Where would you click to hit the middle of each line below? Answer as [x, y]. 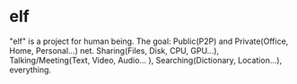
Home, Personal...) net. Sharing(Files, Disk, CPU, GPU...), [114, 50]
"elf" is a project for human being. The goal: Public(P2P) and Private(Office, [149, 41]
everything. [31, 70]
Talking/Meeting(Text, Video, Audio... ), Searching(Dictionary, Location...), [146, 60]
